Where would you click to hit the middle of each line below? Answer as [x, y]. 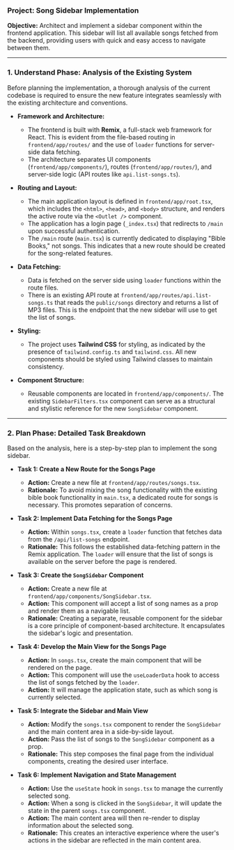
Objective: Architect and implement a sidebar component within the [105, 26]
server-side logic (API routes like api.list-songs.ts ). [104, 174]
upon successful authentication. [74, 231]
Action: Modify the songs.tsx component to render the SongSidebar [124, 724]
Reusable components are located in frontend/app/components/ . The [126, 394]
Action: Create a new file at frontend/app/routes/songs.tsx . [114, 482]
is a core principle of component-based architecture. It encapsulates [126, 625]
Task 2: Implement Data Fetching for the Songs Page [95, 518]
